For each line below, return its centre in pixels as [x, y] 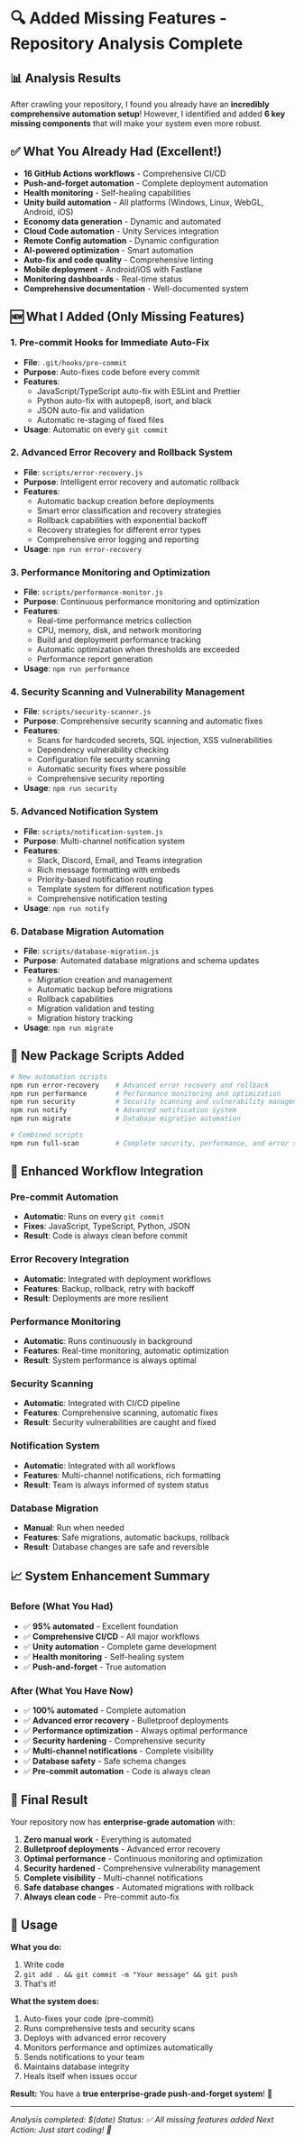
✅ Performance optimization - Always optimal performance [135, 1730]
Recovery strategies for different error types [119, 529]
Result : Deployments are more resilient [96, 1298]
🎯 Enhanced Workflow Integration [107, 1171]
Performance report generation [95, 659]
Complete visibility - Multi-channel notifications [113, 1877]
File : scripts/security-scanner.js [87, 712]
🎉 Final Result [49, 1800]
